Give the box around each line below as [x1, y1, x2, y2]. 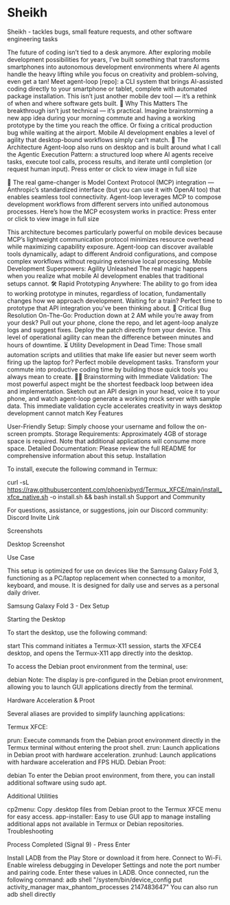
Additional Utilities [7, 792, 58, 800]
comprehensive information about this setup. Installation [7, 451, 166, 459]
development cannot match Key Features [7, 409, 124, 417]
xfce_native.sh [7, 492, 49, 501]
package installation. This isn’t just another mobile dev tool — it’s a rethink [7, 91, 217, 100]
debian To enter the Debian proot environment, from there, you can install [7, 771, 215, 779]
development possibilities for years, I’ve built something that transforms [7, 55, 210, 63]
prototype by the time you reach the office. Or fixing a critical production [7, 121, 213, 129]
